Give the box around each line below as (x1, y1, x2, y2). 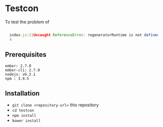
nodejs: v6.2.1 (5, 72, 36, 77)
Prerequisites (5, 50, 47, 59)
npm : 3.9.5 (5, 76, 29, 81)
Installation (5, 89, 40, 97)
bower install (12, 118, 41, 124)
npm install (12, 113, 36, 118)
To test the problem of (5, 19, 49, 25)
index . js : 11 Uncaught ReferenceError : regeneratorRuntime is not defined (9, 32, 160, 37)
